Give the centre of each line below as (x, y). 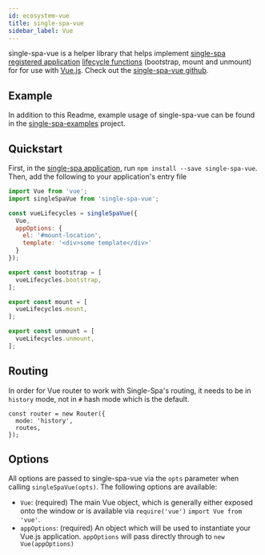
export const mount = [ (48, 302)
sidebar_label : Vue (41, 30)
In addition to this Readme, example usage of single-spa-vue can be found (132, 115)
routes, (28, 427)
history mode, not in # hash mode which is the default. (99, 399)
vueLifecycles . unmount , (55, 338)
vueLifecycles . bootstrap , (59, 280)
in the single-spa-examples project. (67, 124)
